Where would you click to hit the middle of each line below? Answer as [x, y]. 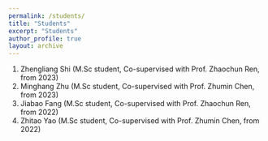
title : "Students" [39, 23]
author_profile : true [45, 38]
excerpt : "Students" [43, 31]
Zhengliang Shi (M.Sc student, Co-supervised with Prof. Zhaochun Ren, [140, 69]
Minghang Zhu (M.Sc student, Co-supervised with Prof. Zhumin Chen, [137, 87]
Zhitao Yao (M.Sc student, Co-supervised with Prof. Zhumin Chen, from [140, 121]
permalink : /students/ [47, 16]
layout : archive [36, 46]
